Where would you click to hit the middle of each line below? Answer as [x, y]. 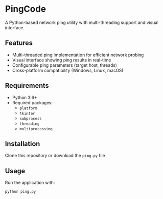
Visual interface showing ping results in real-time [61, 60]
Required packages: [32, 102]
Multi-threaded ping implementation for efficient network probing [78, 55]
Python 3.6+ [25, 97]
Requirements [27, 86]
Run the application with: [30, 183]
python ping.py [21, 192]
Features [19, 43]
